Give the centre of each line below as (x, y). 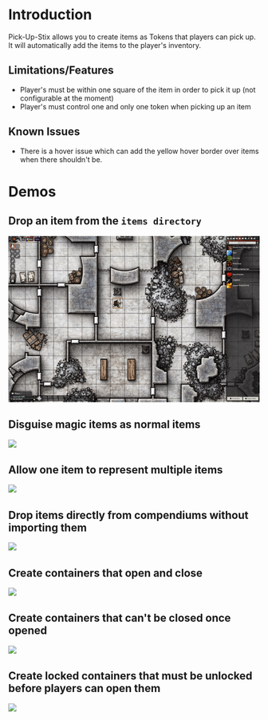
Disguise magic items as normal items (104, 425)
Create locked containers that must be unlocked (130, 676)
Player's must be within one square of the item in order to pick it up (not (138, 89)
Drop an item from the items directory (105, 221)
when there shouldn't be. (61, 159)
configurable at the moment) (67, 98)
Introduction (50, 15)
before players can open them (85, 688)
